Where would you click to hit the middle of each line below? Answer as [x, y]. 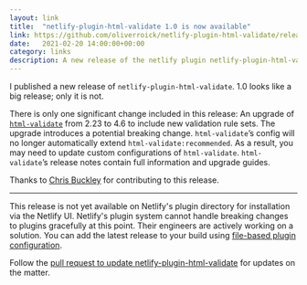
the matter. [30, 272]
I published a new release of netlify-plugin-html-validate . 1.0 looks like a [151, 86]
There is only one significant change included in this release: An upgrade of [152, 114]
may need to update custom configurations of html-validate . [124, 153]
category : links [40, 52]
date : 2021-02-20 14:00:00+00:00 [77, 43]
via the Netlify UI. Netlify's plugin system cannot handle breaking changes [149, 216]
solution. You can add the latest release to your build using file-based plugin [153, 235]
